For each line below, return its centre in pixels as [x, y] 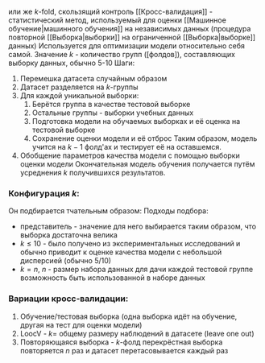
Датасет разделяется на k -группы [79, 87]
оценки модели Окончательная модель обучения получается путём [137, 164]
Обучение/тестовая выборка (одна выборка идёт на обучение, [128, 316]
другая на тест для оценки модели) [81, 324]
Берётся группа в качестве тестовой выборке [111, 104]
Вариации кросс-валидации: [68, 299]
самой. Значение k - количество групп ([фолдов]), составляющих [122, 54]
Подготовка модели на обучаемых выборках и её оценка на [136, 121]
